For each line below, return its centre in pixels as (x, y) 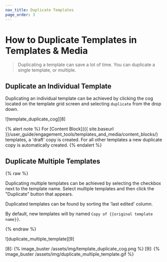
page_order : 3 (20, 15)
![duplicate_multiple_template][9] (40, 239)
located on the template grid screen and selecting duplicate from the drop (83, 104)
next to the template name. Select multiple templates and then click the (80, 189)
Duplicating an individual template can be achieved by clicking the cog (79, 98)
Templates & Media (47, 51)
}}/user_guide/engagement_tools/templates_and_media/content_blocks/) (82, 134)
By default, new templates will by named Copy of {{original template (79, 214)
